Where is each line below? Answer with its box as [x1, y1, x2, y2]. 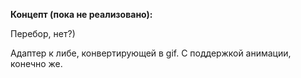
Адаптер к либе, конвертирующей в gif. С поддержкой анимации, [10, 47, 292, 59]
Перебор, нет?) [10, 28, 76, 39]
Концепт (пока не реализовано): [10, 9, 153, 20]
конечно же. [10, 58, 63, 69]
